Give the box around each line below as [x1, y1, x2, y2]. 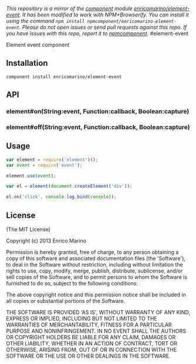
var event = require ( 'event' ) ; [6, 162, 83, 168]
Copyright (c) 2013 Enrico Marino [6, 237, 87, 244]
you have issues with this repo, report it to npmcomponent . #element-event [6, 30, 189, 37]
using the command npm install [6, 18, 85, 24]
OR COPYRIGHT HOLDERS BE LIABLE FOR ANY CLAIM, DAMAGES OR [6, 334, 176, 341]
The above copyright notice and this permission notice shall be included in [6, 291, 186, 298]
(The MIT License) [6, 226, 51, 233]
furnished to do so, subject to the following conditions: [6, 280, 138, 287]
